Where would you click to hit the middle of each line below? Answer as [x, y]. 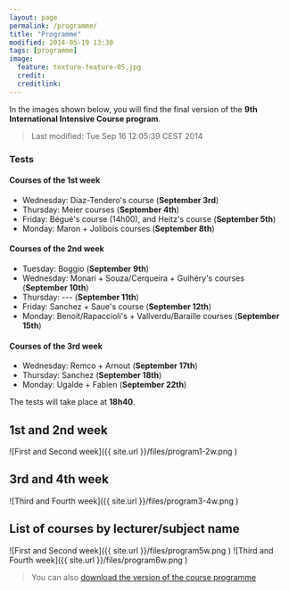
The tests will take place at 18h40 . [72, 402]
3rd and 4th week [59, 479]
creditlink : [40, 84]
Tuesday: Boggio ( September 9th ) [86, 268]
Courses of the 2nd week [57, 249]
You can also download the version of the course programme [144, 577]
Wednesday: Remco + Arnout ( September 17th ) [110, 365]
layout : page [33, 17]
